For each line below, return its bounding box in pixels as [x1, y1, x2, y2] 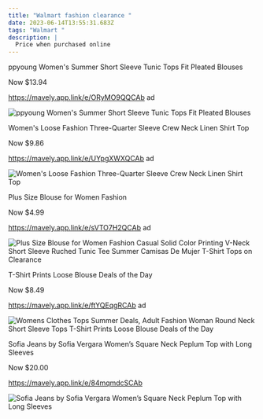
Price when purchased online [15, 41, 111, 49]
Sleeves [8, 347, 34, 358]
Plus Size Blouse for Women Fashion [8, 193, 128, 202]
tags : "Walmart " [8, 26, 65, 34]
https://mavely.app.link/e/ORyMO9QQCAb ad [8, 93, 155, 102]
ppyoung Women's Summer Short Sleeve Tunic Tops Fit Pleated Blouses [8, 62, 243, 72]
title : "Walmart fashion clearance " [8, 11, 132, 20]
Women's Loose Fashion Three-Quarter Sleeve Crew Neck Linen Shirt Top [8, 123, 250, 133]
